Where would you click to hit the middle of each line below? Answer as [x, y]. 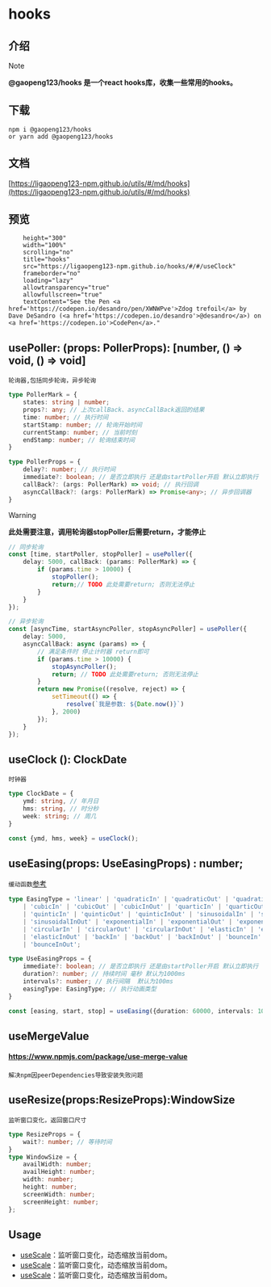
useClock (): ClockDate [68, 759]
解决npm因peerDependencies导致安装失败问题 [76, 1075]
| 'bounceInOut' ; [52, 944]
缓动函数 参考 [27, 884]
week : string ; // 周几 [60, 816]
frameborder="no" [52, 274]
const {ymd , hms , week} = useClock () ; [73, 838]
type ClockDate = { [41, 794]
